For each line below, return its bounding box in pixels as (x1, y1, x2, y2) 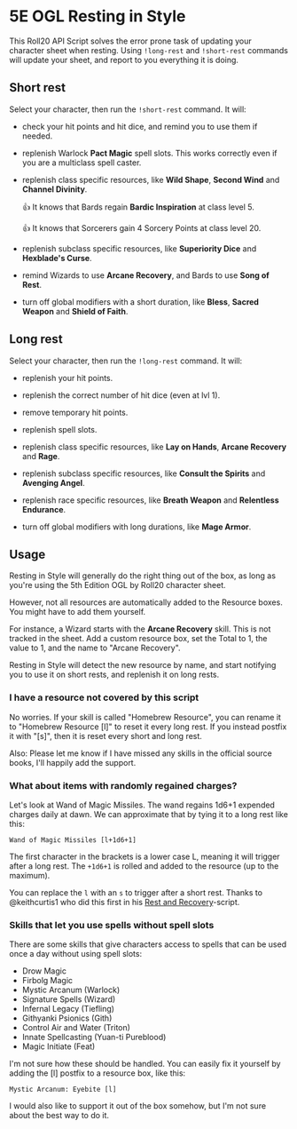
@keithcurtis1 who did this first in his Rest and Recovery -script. (9, 896, 240, 907)
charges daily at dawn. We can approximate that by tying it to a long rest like (9, 808, 288, 819)
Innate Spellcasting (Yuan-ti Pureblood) (21, 1032, 167, 1043)
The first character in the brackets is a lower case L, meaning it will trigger (9, 851, 281, 862)
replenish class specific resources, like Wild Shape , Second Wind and (21, 174, 280, 185)
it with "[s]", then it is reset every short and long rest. (9, 730, 202, 741)
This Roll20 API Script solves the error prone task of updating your (9, 36, 253, 46)
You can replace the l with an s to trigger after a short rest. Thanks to (9, 887, 263, 898)
